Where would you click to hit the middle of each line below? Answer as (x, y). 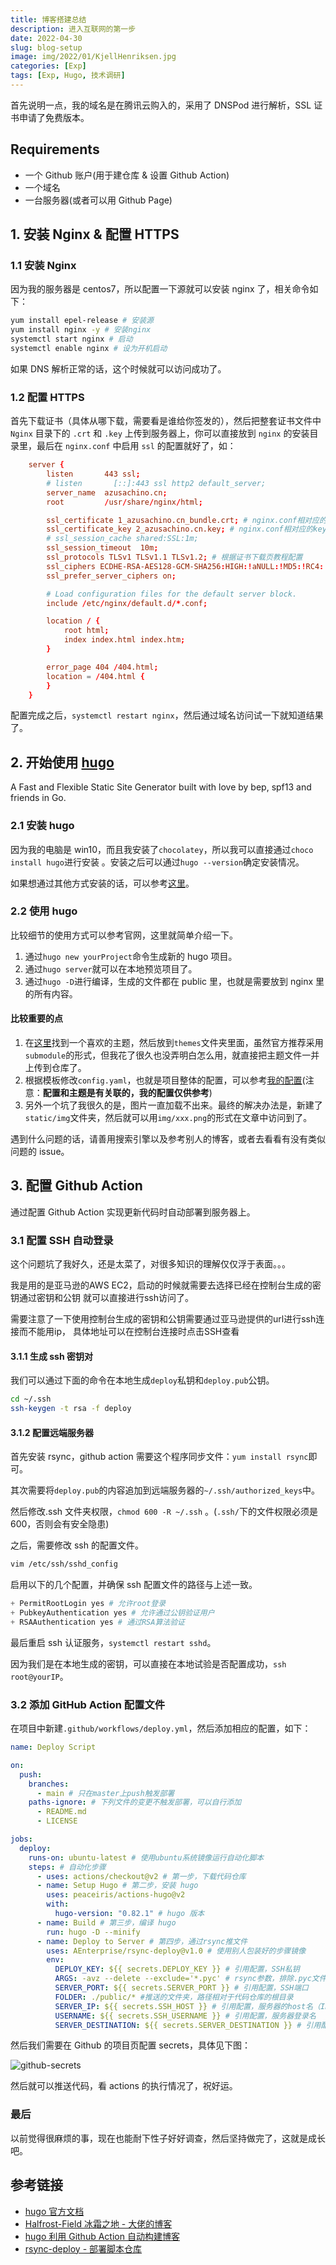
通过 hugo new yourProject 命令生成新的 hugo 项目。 (131, 956)
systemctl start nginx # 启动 (71, 339)
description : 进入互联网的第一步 (73, 29)
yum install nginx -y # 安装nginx (81, 330)
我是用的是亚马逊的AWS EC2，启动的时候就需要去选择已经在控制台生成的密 (166, 1285)
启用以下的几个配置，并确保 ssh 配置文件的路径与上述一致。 (134, 1585)
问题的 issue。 (40, 1152)
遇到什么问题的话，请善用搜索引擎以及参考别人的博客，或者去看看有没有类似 (168, 1139)
